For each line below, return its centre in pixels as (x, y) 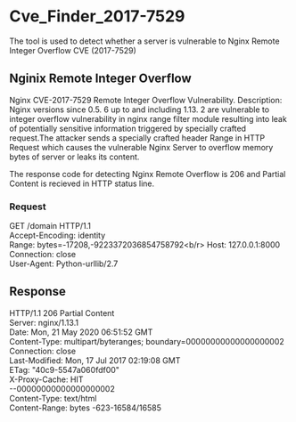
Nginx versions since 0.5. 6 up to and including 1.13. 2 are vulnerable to (140, 110)
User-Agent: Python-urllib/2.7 (64, 264)
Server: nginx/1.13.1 (44, 322)
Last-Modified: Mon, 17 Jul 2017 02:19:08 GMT (95, 360)
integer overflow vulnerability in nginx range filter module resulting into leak (148, 118)
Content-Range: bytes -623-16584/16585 (86, 408)
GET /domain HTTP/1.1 (50, 226)
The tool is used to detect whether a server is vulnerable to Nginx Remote (144, 41)
